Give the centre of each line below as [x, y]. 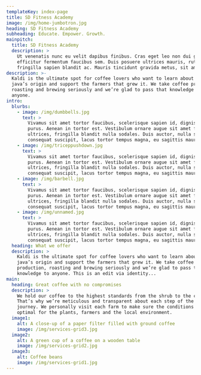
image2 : [21, 335]
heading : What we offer [41, 246]
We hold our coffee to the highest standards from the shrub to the [104, 296]
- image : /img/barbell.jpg [51, 179]
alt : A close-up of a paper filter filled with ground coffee [96, 323]
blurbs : [21, 106]
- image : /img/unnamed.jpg [51, 212]
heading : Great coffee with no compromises [66, 285]
